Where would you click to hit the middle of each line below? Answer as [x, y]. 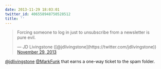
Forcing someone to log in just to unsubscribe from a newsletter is [83, 33]
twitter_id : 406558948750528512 [38, 14]
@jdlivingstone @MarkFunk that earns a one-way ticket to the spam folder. [80, 62]
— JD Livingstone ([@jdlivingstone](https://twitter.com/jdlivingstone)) [87, 47]
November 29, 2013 [37, 52]
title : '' [15, 18]
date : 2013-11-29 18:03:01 [32, 9]
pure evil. [26, 37]
